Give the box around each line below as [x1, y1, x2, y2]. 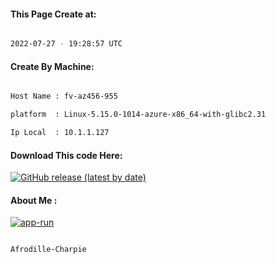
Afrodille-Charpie [10, 245, 87, 255]
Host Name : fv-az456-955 [10, 91, 118, 102]
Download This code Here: [10, 149, 123, 161]
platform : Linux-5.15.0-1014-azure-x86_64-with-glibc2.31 [10, 110, 267, 120]
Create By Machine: [10, 60, 95, 72]
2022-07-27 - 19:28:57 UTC [10, 39, 123, 49]
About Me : [10, 194, 58, 206]
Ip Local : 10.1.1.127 [10, 128, 110, 138]
